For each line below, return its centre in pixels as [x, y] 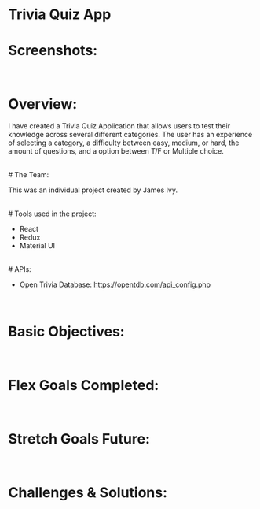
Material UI [37, 246]
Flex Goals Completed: [84, 386]
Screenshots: [53, 51]
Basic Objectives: [66, 332]
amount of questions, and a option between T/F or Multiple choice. [116, 151]
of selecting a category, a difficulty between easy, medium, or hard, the [124, 143]
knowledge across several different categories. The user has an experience [130, 135]
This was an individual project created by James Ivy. [93, 190]
